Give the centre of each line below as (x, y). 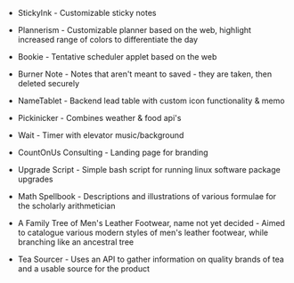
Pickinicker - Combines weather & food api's (99, 118)
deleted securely (49, 83)
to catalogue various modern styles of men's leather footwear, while (143, 232)
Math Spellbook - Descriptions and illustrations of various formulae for (147, 196)
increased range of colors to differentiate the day (108, 40)
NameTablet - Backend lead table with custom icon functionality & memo (151, 101)
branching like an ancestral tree (76, 242)
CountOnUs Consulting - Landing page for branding (113, 152)
